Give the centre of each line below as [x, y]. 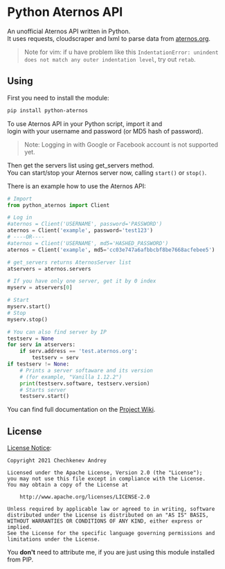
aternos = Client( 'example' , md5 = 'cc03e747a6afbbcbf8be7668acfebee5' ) [111, 250]
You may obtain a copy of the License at [68, 485]
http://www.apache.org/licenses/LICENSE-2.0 [85, 497]
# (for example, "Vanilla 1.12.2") [71, 377]
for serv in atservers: [42, 345]
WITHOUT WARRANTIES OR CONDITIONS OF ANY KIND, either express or [105, 521]
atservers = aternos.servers [49, 269]
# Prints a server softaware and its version [87, 370]
